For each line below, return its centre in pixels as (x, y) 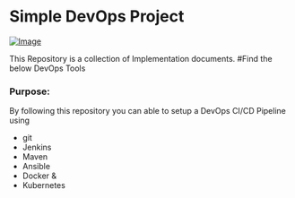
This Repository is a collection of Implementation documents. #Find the (141, 58)
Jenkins (37, 147)
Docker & (39, 176)
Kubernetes (43, 185)
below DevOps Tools (48, 68)
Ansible (36, 167)
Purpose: (30, 91)
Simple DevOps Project (97, 17)
